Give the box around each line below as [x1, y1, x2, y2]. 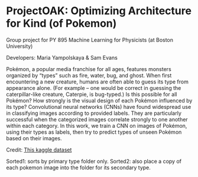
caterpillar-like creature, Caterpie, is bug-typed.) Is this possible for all [6, 91, 177, 98]
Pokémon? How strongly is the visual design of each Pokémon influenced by [6, 96, 193, 104]
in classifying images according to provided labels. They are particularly [6, 110, 182, 117]
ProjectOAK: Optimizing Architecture [6, 4, 192, 18]
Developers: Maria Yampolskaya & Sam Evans [6, 54, 118, 61]
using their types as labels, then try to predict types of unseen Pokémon [6, 128, 182, 136]
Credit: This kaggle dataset [6, 146, 72, 153]
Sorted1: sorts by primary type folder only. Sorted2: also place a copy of [6, 157, 182, 165]
